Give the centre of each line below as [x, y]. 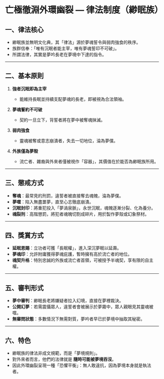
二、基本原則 [24, 76]
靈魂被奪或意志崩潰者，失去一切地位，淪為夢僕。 [69, 140]
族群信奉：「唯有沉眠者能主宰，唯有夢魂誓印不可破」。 [66, 48]
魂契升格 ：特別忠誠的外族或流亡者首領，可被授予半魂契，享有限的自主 [83, 260]
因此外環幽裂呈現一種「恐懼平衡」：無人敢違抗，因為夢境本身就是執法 [82, 365]
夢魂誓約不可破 [27, 109]
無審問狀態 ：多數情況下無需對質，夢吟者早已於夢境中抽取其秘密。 [78, 319]
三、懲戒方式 [24, 183]
